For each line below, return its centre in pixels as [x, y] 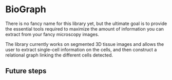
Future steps [26, 71]
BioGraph [26, 9]
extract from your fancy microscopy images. [52, 34]
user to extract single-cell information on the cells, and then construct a [81, 49]
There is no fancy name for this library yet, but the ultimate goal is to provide [86, 23]
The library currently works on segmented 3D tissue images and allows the [85, 44]
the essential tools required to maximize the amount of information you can [85, 29]
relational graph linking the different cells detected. [59, 55]
